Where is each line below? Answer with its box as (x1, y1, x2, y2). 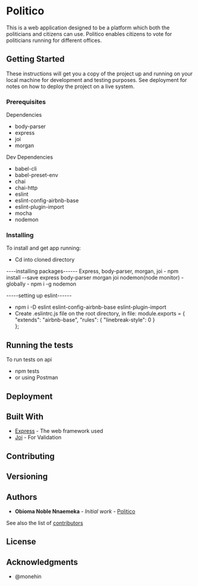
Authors (6, 492, 38, 502)
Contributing (6, 451, 55, 461)
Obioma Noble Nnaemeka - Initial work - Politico (14, 508, 135, 515)
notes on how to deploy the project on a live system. (6, 83, 135, 90)
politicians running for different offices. (6, 37, 102, 44)
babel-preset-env (14, 172, 58, 179)
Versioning (6, 472, 48, 482)
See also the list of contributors (6, 519, 83, 526)
